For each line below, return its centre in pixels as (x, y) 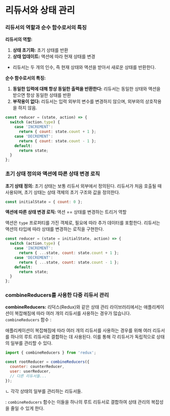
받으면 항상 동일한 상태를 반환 (42, 95)
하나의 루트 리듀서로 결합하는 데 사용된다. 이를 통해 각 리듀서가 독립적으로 (83, 337)
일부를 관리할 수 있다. (31, 343)
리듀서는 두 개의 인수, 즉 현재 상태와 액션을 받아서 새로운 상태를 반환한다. (84, 67)
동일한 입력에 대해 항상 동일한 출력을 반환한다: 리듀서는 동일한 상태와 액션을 (87, 89)
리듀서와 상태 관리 (40, 10)
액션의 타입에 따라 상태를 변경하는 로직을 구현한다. (55, 229)
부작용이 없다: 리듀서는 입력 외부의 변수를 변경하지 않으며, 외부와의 (78, 101)
